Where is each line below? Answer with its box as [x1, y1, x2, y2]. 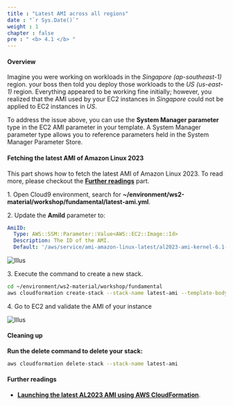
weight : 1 [7, 23, 39, 30]
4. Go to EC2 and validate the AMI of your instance [7, 302, 153, 310]
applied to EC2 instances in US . [7, 102, 97, 111]
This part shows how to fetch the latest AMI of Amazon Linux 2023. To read [7, 169, 223, 178]
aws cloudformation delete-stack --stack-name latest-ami [7, 360, 178, 367]
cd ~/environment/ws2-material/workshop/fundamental [7, 283, 163, 290]
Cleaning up [7, 331, 43, 340]
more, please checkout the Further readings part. [7, 176, 150, 185]
